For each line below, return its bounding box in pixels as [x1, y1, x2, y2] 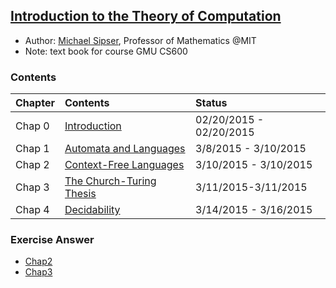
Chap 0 [15, 119, 50, 133]
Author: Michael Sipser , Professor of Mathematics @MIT [24, 34, 257, 46]
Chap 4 [15, 203, 50, 217]
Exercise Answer [10, 233, 95, 247]
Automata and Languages [64, 142, 186, 156]
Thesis [64, 187, 97, 201]
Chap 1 [15, 142, 50, 156]
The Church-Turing [64, 174, 157, 188]
